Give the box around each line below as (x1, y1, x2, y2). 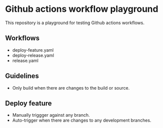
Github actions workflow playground (5, 3, 159, 15)
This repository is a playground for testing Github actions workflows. (5, 20, 145, 26)
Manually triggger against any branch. (12, 112, 90, 118)
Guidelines (5, 72, 39, 80)
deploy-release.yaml (12, 52, 54, 58)
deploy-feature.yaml (12, 47, 54, 53)
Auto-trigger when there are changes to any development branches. (12, 117, 152, 124)
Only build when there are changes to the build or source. (12, 85, 130, 91)
